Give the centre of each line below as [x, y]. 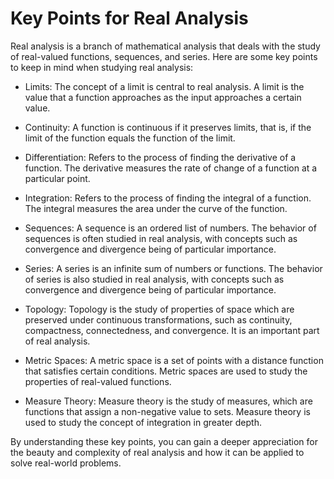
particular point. [57, 178]
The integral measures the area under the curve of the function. [156, 208]
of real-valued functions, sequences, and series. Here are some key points [164, 56]
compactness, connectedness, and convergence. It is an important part [172, 330]
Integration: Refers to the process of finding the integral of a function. [168, 198]
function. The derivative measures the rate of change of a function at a [171, 168]
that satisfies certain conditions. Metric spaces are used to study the [166, 371]
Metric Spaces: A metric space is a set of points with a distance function [174, 360]
